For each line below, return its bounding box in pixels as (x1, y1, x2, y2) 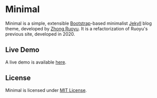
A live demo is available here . (5, 59, 67, 65)
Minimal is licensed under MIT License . (5, 87, 87, 93)
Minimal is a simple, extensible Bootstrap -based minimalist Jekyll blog (5, 20, 152, 26)
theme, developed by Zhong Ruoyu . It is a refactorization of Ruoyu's (5, 25, 148, 31)
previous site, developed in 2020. (5, 31, 75, 37)
